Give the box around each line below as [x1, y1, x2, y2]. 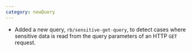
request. [14, 39, 36, 46]
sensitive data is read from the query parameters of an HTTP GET [14, 32, 177, 40]
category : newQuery [5, 9, 55, 15]
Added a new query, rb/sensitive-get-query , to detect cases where [14, 26, 187, 33]
